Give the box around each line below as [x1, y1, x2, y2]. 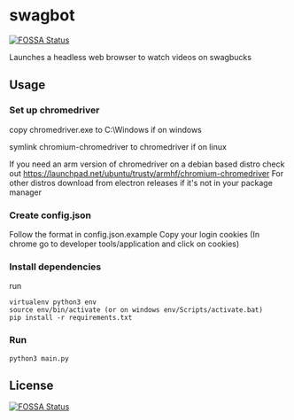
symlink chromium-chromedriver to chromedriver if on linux [9, 141, 228, 152]
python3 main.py [9, 354, 69, 363]
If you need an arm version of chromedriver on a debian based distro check [9, 159, 285, 169]
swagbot [9, 5, 75, 26]
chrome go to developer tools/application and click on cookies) [9, 238, 240, 249]
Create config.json [9, 209, 91, 222]
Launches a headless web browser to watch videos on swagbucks [9, 51, 252, 62]
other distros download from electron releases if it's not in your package [9, 177, 273, 188]
